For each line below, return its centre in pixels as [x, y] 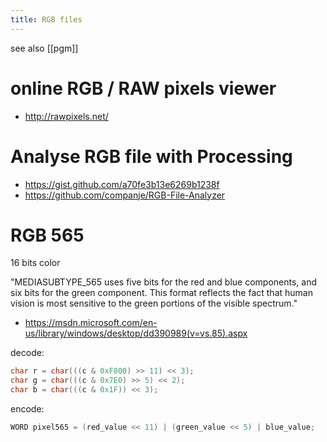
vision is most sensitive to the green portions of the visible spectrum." [154, 303]
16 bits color [35, 263]
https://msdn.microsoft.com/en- [91, 323]
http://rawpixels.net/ [66, 116]
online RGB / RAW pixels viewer [143, 88]
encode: [27, 409]
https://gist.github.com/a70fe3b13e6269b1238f [122, 184]
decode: [27, 353]
